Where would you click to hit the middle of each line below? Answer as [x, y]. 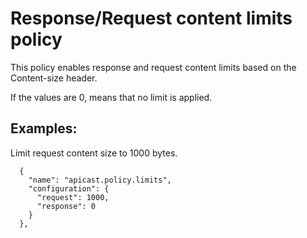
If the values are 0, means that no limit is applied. [111, 97]
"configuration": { [69, 188]
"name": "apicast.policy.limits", [100, 180]
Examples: [44, 128]
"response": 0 [66, 206]
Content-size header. [54, 78]
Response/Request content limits [151, 18]
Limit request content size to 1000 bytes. [94, 153]
